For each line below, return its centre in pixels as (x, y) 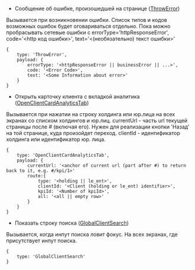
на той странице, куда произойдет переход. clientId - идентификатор (93, 133)
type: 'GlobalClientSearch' (51, 256)
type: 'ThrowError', (42, 55)
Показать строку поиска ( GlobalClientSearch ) (71, 223)
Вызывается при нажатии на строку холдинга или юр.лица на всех (91, 114)
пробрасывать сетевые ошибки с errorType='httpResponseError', (88, 32)
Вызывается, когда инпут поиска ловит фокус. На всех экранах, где (92, 234)
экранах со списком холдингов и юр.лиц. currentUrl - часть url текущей (97, 121)
